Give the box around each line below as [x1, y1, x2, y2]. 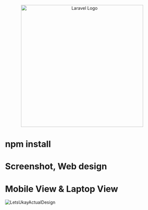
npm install [5, 139, 51, 150]
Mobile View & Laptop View [5, 183, 118, 194]
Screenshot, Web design [5, 161, 107, 172]
